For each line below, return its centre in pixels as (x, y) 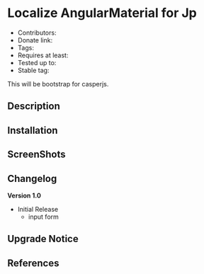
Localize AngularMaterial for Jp (102, 13)
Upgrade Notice (43, 239)
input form (43, 217)
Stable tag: (33, 70)
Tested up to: (37, 62)
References (33, 263)
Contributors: (37, 33)
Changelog (32, 178)
